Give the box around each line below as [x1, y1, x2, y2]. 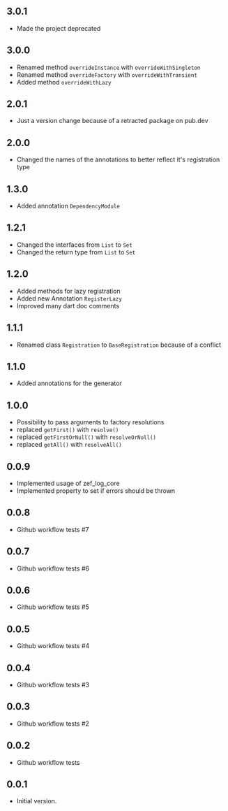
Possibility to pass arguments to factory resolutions [16, 418, 165, 426]
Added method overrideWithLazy [16, 78, 112, 86]
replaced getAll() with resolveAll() [16, 440, 123, 449]
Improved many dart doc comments [16, 301, 120, 310]
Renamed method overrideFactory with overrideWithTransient [16, 70, 198, 79]
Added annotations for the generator [16, 379, 123, 387]
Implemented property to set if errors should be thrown [16, 486, 176, 495]
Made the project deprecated [16, 24, 101, 32]
